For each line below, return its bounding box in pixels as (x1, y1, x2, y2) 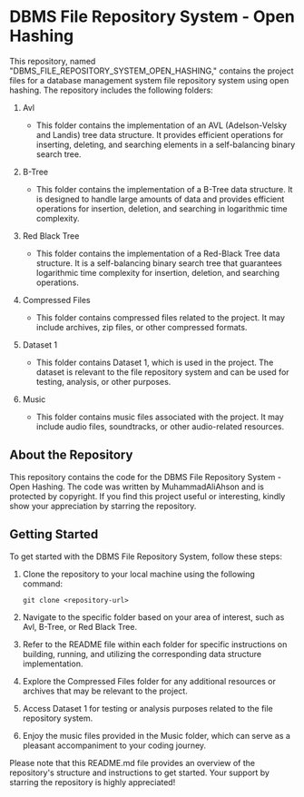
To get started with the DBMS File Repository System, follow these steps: (9, 551, 283, 562)
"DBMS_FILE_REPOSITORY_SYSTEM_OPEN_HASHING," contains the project (9, 65, 294, 76)
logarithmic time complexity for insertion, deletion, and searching (35, 267, 279, 278)
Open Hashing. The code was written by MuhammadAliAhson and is (9, 481, 265, 492)
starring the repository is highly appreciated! (9, 776, 176, 787)
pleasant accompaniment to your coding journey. (22, 740, 207, 751)
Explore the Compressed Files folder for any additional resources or (22, 675, 277, 686)
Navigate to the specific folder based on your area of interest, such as (22, 611, 285, 623)
